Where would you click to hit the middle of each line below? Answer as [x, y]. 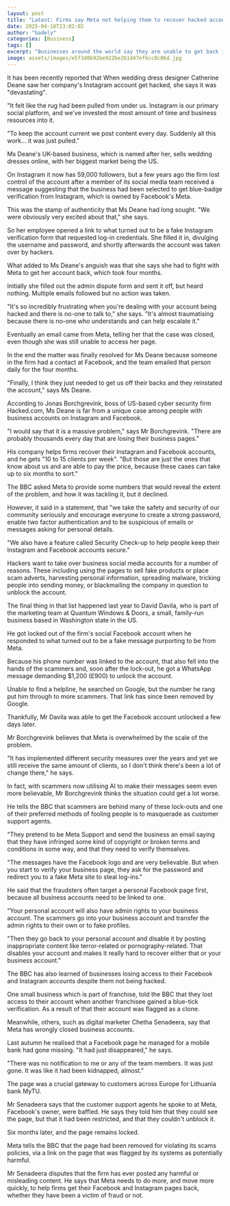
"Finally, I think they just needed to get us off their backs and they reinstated [115, 383]
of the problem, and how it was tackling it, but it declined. [88, 494]
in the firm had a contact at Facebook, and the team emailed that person [109, 362]
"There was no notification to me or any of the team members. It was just [110, 1063]
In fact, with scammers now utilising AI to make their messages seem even [112, 786]
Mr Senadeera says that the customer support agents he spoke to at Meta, [112, 1104]
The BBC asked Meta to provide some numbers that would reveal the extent [114, 487]
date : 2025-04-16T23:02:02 [46, 26]
